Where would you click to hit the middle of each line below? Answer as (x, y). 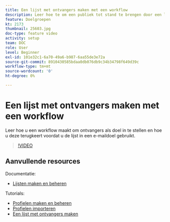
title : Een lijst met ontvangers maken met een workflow (67, 10)
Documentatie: (21, 173)
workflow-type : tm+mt (28, 66)
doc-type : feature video (31, 33)
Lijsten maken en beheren (39, 183)
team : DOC (16, 43)
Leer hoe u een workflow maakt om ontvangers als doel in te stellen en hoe (83, 130)
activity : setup (22, 39)
